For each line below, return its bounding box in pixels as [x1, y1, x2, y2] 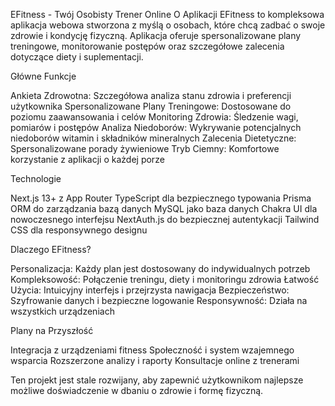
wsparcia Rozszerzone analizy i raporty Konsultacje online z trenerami [10, 355, 300, 366]
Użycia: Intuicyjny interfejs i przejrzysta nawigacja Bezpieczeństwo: [10, 284, 290, 296]
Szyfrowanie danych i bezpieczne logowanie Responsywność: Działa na [10, 295, 308, 306]
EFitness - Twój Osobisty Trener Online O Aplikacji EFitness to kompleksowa [10, 9, 325, 20]
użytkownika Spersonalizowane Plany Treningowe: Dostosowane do [10, 100, 292, 112]
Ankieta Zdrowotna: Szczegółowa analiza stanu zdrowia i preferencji [10, 90, 292, 101]
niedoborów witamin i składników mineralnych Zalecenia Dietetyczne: [10, 132, 297, 144]
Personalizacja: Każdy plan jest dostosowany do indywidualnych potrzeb [10, 263, 311, 274]
